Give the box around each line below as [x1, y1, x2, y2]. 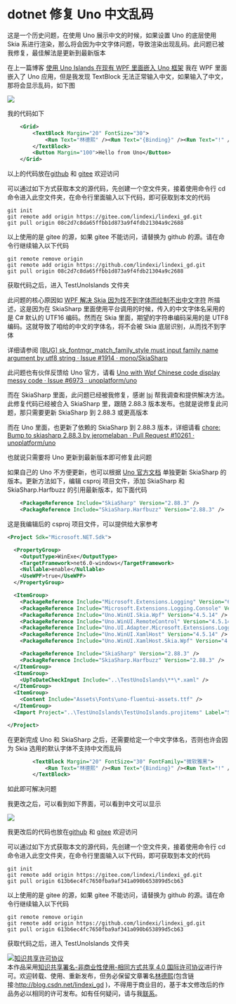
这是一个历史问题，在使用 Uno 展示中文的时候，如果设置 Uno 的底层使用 [7, 31, 216, 39]
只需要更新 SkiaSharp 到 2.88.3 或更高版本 [25, 408, 149, 417]
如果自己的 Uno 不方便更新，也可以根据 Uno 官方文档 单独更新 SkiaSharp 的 [7, 468, 227, 476]
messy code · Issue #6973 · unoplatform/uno [7, 377, 138, 385]
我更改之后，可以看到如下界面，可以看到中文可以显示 [7, 800, 162, 808]
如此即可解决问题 [7, 785, 57, 793]
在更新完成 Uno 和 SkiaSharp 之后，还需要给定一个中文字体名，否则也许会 [7, 735, 222, 743]
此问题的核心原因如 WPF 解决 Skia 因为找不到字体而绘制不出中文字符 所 [7, 296, 214, 304]
